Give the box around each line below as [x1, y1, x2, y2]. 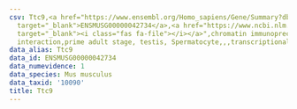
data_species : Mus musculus [9, 70, 113, 79]
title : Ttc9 [9, 86, 53, 95]
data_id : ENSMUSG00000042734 [9, 54, 117, 62]
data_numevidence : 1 [9, 62, 86, 71]
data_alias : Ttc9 [9, 46, 73, 54]
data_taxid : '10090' [9, 78, 86, 87]
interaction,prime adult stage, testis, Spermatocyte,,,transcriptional [17, 37, 291, 47]
